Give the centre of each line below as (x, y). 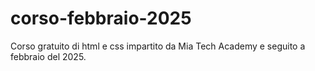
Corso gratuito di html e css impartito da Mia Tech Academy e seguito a (158, 46)
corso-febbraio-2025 (101, 18)
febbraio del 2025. (48, 56)
